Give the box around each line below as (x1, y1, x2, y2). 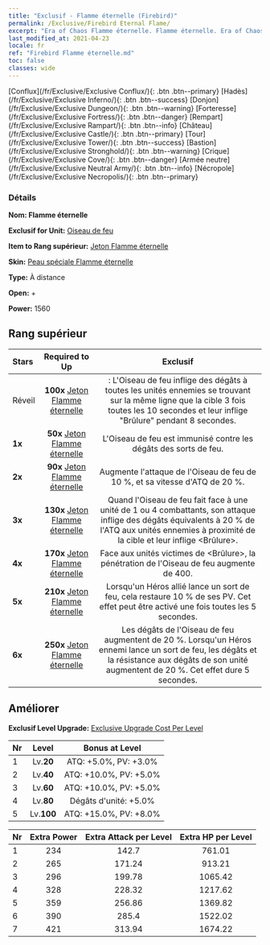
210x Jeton (44, 585, 89, 596)
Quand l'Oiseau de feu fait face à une (107, 494, 248, 506)
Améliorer (8, 702, 59, 716)
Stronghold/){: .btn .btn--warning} (88, 146, 201, 155)
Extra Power (29, 831, 78, 842)
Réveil (12, 394, 35, 406)
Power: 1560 (8, 303, 51, 314)
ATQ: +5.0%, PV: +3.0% (67, 756, 158, 767)
